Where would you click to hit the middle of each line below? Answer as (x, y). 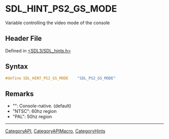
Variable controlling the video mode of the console (58, 23)
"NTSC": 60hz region (34, 111)
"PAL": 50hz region (32, 117)
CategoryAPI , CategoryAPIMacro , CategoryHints (55, 131)
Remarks (20, 94)
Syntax (17, 67)
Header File (24, 39)
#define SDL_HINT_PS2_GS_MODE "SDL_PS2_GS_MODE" (60, 78)
